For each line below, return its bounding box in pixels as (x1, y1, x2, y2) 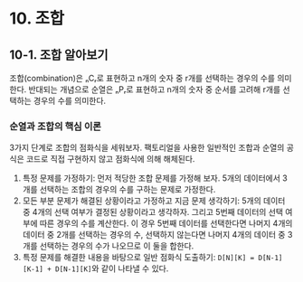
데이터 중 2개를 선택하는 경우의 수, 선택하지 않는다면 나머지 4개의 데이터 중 (22, 230, 287, 240)
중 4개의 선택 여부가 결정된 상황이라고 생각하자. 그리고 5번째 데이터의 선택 (22, 207, 283, 218)
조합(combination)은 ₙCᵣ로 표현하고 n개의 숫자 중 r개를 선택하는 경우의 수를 (9, 73, 276, 83)
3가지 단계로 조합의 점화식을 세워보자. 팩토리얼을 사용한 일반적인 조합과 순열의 (9, 142, 285, 154)
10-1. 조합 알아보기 (9, 47, 109, 62)
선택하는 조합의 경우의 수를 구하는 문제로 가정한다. (39, 184, 216, 195)
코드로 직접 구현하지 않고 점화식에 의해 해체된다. (25, 154, 195, 164)
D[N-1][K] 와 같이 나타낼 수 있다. (55, 263, 169, 274)
